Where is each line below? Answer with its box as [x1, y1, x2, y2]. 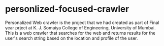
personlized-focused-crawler [5, 3, 130, 15]
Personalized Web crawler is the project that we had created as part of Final [5, 20, 160, 25]
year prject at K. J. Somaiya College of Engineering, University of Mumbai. [5, 24, 156, 30]
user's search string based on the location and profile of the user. [5, 35, 138, 41]
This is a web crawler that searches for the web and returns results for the [5, 30, 156, 36]
